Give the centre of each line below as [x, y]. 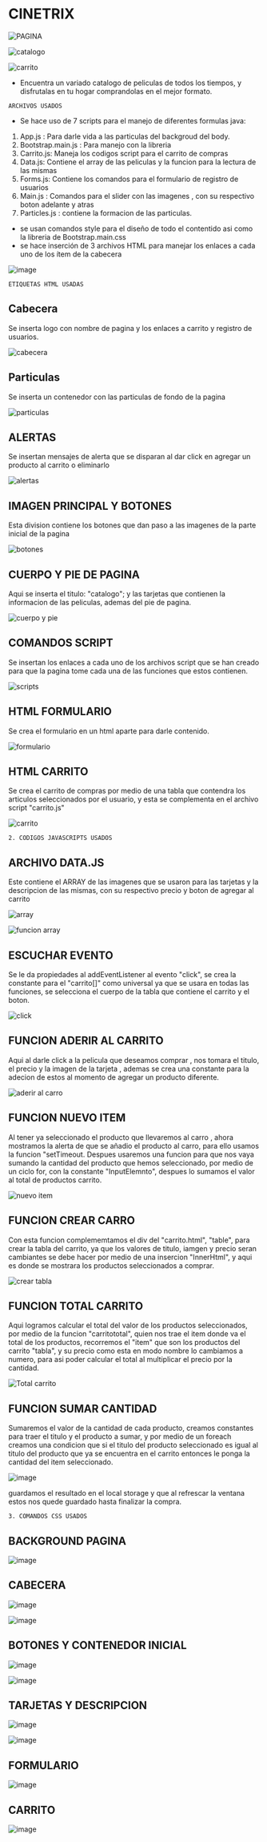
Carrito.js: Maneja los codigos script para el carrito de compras [124, 153]
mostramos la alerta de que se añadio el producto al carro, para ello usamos [134, 1145]
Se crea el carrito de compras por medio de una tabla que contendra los [127, 791]
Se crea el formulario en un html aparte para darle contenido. [109, 731]
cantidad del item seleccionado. [61, 1462]
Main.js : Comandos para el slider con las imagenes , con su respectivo [137, 196]
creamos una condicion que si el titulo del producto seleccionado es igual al [133, 1445]
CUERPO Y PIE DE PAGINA [74, 574]
